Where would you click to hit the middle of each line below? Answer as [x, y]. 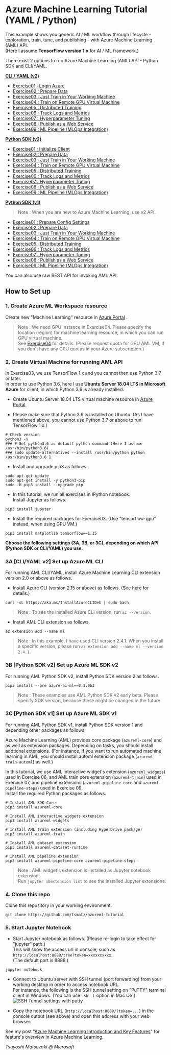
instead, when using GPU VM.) [45, 524]
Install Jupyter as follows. [40, 499]
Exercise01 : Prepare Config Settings [51, 222]
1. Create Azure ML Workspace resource [56, 306]
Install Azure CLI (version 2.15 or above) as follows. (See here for [81, 588]
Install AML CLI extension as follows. [51, 622]
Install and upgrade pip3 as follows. [50, 466]
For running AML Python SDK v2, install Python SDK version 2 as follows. [82, 676]
